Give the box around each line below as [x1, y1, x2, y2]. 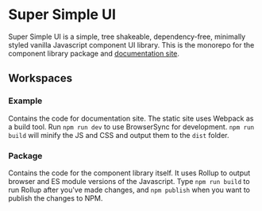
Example [8, 95, 43, 106]
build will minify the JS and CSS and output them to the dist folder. [8, 130, 229, 140]
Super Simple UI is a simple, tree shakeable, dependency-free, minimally [8, 32, 246, 41]
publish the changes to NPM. [8, 193, 103, 203]
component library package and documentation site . [8, 48, 180, 58]
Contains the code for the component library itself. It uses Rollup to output [8, 168, 251, 178]
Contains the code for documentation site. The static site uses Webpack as [8, 113, 254, 123]
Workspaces [8, 71, 73, 85]
